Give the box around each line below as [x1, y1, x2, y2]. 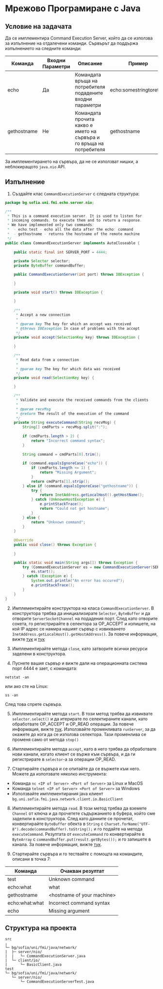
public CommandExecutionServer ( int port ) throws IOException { [14, 272, 145, 277]
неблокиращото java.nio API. [5, 164, 66, 169]
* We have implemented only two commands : [7, 222, 95, 228]
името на [75, 128, 97, 134]
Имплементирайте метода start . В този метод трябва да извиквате [12, 711, 153, 717]
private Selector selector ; [14, 259, 70, 264]
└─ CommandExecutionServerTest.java [20, 979, 95, 984]
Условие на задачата [5, 22, 72, 31]
